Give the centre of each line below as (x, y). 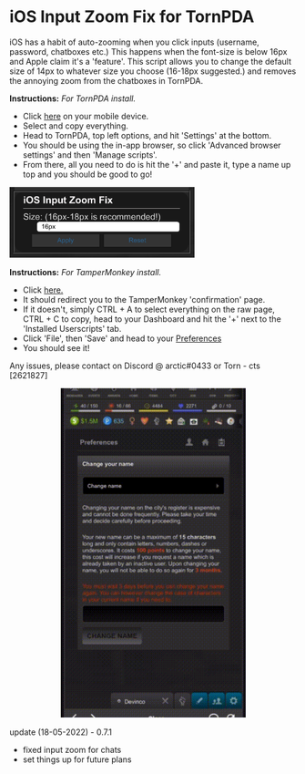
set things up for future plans (77, 759)
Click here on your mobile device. (86, 116)
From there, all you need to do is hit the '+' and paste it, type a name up (157, 164)
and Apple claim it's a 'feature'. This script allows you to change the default (150, 61)
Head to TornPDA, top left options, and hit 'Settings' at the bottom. (147, 135)
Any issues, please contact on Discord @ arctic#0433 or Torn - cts (135, 366)
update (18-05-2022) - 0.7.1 (61, 732)
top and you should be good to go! (87, 174)
